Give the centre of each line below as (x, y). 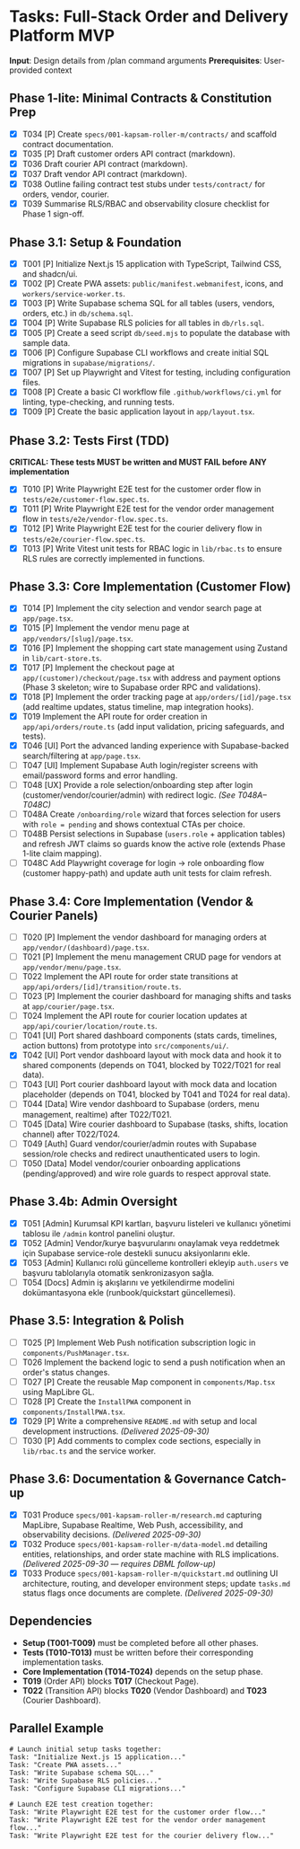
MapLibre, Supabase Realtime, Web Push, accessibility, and (133, 1525)
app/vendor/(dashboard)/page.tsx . (86, 947)
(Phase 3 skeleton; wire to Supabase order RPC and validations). (141, 687)
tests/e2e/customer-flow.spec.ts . (86, 500)
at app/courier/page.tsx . (68, 1006)
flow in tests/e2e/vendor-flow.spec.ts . (95, 519)
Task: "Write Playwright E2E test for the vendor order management (138, 1820)
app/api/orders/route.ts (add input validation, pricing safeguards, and (153, 726)
